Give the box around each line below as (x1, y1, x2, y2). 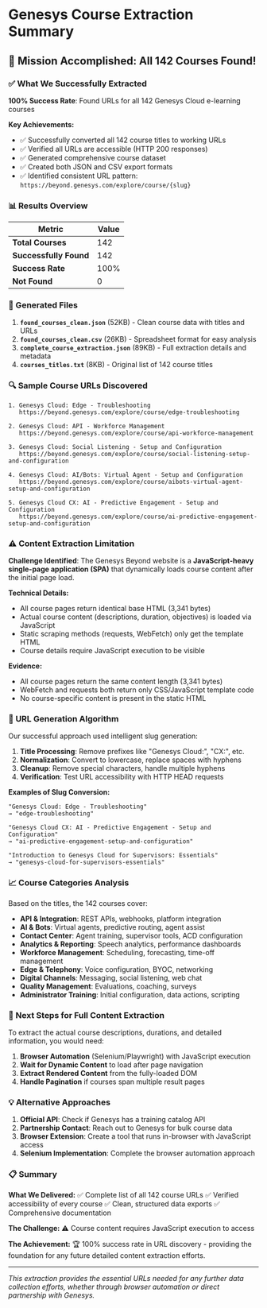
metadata (19, 351, 52, 361)
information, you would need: (8, 1035, 105, 1046)
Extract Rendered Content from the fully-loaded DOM (19, 1068, 198, 1078)
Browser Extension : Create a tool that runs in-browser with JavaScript (19, 1132, 252, 1141)
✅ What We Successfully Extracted (8, 78, 147, 89)
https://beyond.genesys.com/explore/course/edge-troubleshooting (18, 408, 240, 416)
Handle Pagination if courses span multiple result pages (19, 1077, 205, 1086)
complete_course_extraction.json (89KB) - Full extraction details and (19, 343, 246, 353)
